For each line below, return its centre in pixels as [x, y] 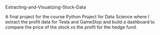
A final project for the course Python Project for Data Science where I [77, 17]
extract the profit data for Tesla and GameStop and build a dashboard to [80, 22]
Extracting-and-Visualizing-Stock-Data [46, 7]
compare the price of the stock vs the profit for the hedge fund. [71, 27]
